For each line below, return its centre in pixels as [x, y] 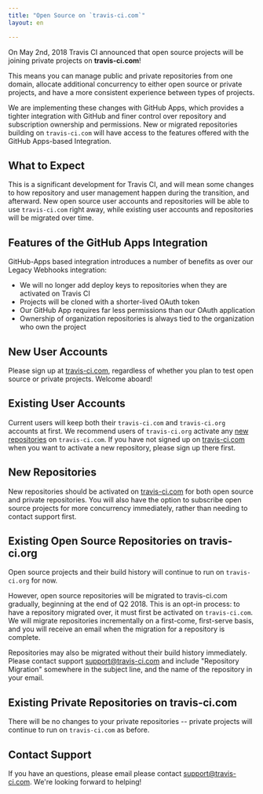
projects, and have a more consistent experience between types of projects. [131, 92]
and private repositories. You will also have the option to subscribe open [125, 499]
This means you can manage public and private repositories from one [121, 75]
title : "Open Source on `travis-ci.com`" [77, 15]
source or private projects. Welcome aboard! [80, 379]
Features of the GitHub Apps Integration [108, 243]
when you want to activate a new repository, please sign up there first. [122, 447]
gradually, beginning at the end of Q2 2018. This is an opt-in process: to [124, 604]
